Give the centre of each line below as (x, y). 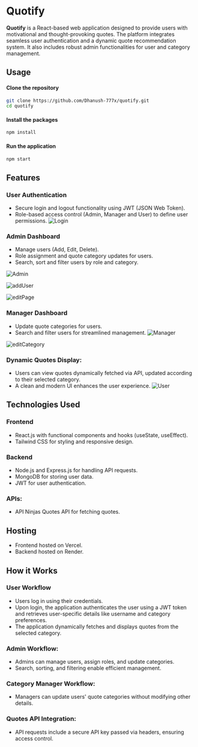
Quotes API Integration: (41, 719)
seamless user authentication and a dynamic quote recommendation (91, 40)
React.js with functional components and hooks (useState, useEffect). (101, 435)
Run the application (31, 146)
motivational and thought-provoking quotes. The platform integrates (91, 34)
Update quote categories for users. (58, 326)
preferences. (31, 620)
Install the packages (32, 119)
